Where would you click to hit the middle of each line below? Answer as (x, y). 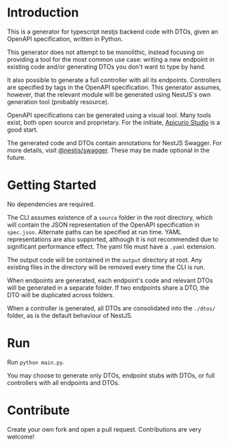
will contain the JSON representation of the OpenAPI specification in (104, 225)
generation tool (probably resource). (58, 101)
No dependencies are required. (51, 204)
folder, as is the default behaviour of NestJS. (70, 315)
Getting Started (52, 185)
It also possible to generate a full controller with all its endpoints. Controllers (114, 79)
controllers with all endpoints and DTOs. (63, 382)
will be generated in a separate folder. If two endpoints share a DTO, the (108, 287)
